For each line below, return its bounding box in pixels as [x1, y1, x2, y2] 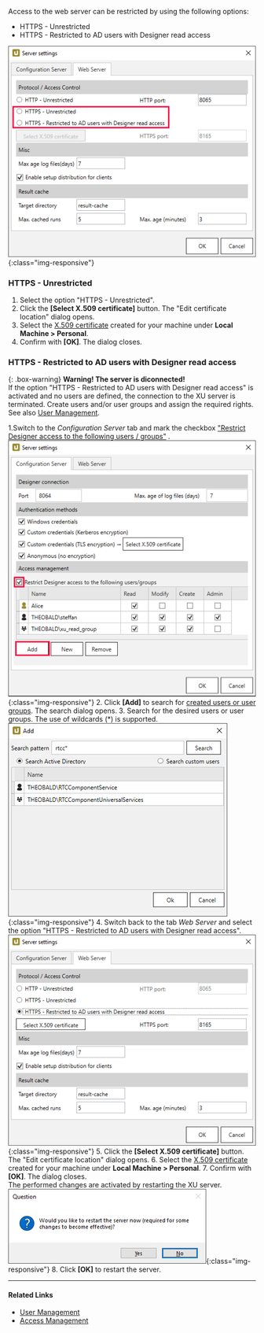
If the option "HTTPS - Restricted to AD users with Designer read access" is [8, 383, 254, 393]
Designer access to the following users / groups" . [8, 432, 170, 441]
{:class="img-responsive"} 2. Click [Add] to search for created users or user [8, 698, 256, 707]
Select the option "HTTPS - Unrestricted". [19, 295, 155, 305]
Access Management [19, 1316, 89, 1325]
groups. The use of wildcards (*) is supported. [8, 715, 159, 724]
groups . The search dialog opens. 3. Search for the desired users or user [8, 706, 244, 715]
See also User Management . [8, 408, 101, 418]
